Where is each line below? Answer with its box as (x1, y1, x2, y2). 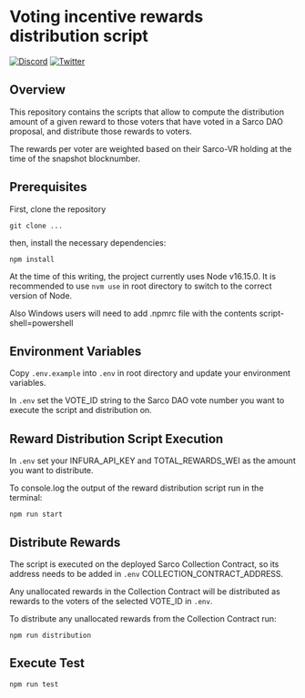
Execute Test (9, 655, 85, 671)
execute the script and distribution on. (9, 405, 152, 416)
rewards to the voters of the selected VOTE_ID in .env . (9, 596, 213, 606)
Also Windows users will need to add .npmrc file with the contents (9, 308, 258, 319)
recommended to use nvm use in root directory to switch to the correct (9, 280, 272, 291)
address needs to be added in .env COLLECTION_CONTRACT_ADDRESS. (9, 569, 284, 579)
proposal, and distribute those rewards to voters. (9, 126, 193, 137)
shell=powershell (9, 317, 74, 329)
